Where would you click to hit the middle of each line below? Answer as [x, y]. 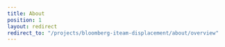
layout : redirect [32, 26]
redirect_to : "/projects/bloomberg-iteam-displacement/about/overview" [113, 33]
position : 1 [24, 20]
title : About [26, 13]
